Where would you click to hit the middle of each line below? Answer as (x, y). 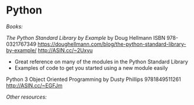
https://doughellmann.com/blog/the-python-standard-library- (112, 44)
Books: (15, 26)
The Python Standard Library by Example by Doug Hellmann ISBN (86, 38)
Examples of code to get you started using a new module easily (91, 67)
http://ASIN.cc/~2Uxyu (65, 50)
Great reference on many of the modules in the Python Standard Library (101, 62)
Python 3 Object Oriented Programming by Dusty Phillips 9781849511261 (93, 79)
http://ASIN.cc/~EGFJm (34, 85)
